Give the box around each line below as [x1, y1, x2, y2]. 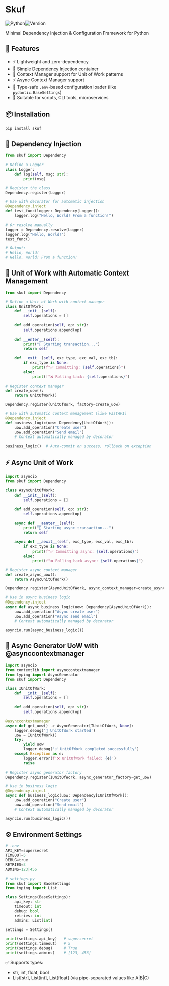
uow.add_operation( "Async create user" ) [14, 609, 100, 614]
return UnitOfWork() [14, 393, 57, 398]
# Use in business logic [5, 784, 57, 789]
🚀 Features [5, 44, 40, 53]
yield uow [23, 742, 44, 747]
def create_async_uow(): [5, 572, 57, 577]
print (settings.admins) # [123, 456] [5, 950, 92, 955]
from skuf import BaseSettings [5, 881, 71, 886]
